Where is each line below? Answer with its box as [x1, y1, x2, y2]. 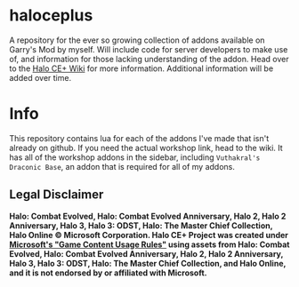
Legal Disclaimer [9, 187, 104, 203]
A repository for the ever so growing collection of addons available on [9, 35, 265, 45]
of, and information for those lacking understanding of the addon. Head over [9, 53, 289, 64]
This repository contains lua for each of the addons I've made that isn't [9, 132, 270, 143]
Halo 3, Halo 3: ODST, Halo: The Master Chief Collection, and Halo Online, [9, 258, 287, 268]
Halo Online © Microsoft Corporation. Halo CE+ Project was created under [9, 229, 289, 240]
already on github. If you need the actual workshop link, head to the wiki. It [9, 142, 283, 153]
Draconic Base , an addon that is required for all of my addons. [9, 161, 236, 171]
